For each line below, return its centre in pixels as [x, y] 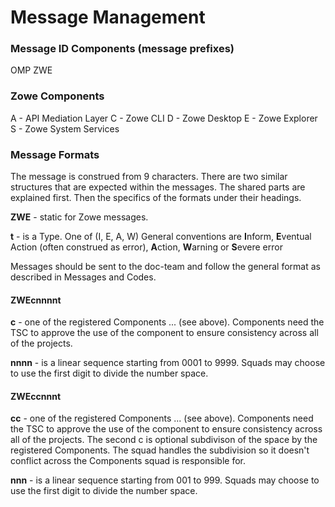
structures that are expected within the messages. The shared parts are [158, 187]
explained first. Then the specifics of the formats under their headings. [156, 198]
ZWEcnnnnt [36, 300]
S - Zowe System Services [65, 128]
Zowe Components [57, 96]
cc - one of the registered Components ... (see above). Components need [162, 418]
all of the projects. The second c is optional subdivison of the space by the [164, 440]
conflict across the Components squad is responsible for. [128, 461]
